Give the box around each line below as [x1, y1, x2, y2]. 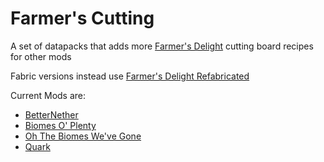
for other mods [10, 50, 72, 62]
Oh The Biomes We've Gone [24, 130, 142, 142]
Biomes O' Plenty [24, 119, 97, 131]
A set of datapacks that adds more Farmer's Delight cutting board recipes [10, 40, 314, 52]
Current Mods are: [10, 89, 87, 101]
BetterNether [24, 108, 79, 121]
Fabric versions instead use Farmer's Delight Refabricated [10, 70, 250, 82]
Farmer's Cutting [10, 7, 155, 30]
